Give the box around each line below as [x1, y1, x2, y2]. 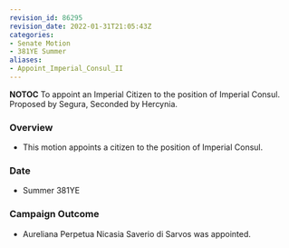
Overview [9, 121, 53, 134]
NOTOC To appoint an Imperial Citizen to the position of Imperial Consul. [9, 88, 281, 100]
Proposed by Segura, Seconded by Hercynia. [9, 98, 178, 109]
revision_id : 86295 [9, 13, 83, 23]
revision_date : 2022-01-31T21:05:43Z [9, 22, 152, 31]
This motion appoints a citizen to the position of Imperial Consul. [22, 142, 264, 153]
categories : [9, 30, 54, 39]
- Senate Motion [9, 38, 71, 48]
